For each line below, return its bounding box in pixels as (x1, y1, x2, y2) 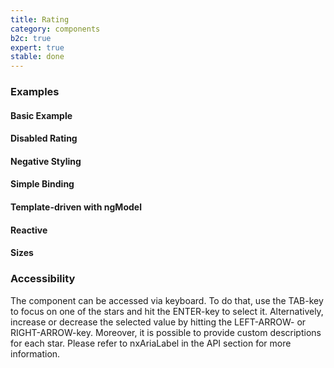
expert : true (10, 42, 65, 53)
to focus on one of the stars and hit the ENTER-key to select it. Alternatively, (10, 305, 324, 317)
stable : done (10, 52, 65, 62)
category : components (10, 24, 101, 34)
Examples (10, 85, 60, 99)
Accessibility (10, 272, 76, 286)
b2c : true (10, 33, 52, 43)
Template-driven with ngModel (10, 201, 142, 213)
